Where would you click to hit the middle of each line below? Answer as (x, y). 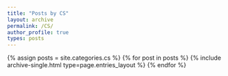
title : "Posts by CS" (38, 13)
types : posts (26, 39)
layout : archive (30, 20)
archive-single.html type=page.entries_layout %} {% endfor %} (97, 65)
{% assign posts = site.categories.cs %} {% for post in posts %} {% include (114, 58)
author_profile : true (38, 32)
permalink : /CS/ (30, 26)
